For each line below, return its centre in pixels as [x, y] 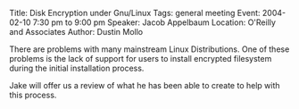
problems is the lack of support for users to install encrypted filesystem [141, 59]
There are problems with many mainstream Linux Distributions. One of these [149, 49]
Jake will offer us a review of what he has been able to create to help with [145, 85]
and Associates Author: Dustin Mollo [76, 32]
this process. [33, 95]
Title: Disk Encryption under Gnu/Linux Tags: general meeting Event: [135, 13]
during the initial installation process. [77, 68]
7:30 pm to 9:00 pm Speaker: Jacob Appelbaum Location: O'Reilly [154, 22]
